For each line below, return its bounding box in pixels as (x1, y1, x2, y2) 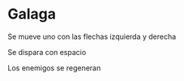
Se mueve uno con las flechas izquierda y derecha (7, 32, 177, 41)
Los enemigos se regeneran (7, 62, 101, 73)
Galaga (7, 5, 57, 23)
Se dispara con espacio (7, 47, 87, 57)
